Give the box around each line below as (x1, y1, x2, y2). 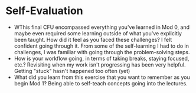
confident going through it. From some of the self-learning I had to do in (14, 42, 190, 49)
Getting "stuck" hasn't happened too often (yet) (14, 67, 130, 74)
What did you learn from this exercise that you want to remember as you (14, 74, 190, 81)
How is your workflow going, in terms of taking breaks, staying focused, (14, 55, 190, 62)
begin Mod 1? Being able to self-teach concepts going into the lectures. (14, 79, 188, 87)
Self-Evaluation (5, 4, 83, 18)
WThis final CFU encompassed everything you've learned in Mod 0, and (14, 24, 190, 31)
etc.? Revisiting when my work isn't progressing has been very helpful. (14, 61, 186, 68)
